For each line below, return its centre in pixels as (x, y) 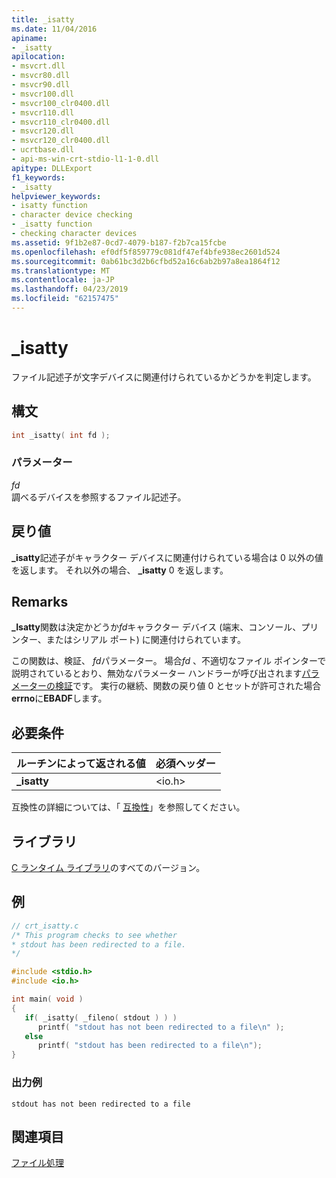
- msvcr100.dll (43, 94)
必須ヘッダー (185, 764)
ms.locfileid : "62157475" (65, 299)
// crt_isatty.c (45, 926)
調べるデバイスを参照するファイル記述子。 (99, 497)
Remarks (40, 602)
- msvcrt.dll (38, 66)
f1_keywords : (38, 177)
